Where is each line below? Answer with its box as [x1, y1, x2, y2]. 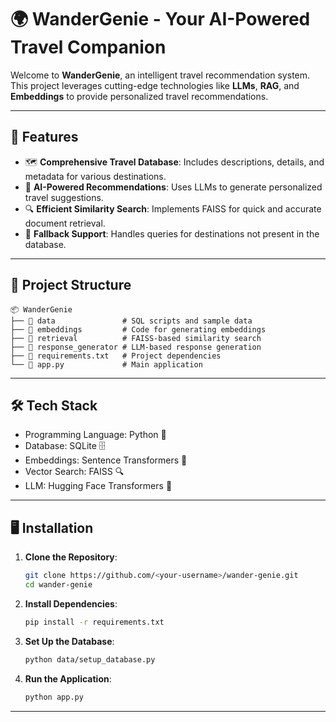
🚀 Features [10, 129, 79, 146]
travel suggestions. [24, 191, 104, 203]
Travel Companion [10, 36, 167, 59]
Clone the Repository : [24, 551, 118, 563]
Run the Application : [24, 672, 112, 685]
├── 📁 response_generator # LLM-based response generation [10, 342, 262, 352]
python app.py [24, 692, 84, 702]
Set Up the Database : [24, 635, 115, 647]
